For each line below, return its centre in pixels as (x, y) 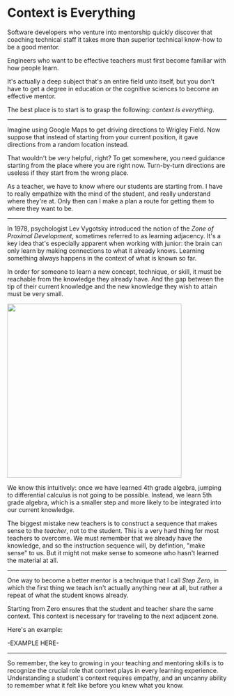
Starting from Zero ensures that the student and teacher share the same (110, 608)
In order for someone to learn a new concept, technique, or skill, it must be (114, 271)
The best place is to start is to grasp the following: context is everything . (111, 109)
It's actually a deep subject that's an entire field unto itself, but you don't (111, 81)
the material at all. (33, 560)
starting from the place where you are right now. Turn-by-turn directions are (116, 165)
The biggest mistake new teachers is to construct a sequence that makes (112, 523)
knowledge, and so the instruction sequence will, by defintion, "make (106, 546)
